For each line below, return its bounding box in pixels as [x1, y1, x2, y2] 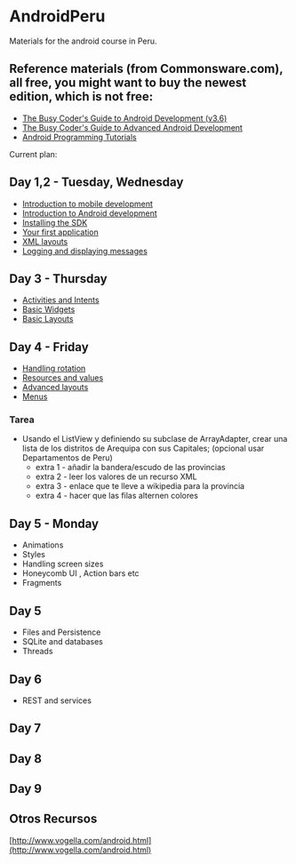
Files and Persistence [21, 627, 101, 637]
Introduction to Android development [21, 207, 157, 219]
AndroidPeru [9, 6, 106, 27]
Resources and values [21, 372, 104, 383]
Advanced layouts [21, 382, 89, 393]
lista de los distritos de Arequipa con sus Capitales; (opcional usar [21, 443, 265, 454]
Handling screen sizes [21, 558, 104, 570]
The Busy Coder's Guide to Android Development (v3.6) [21, 113, 228, 124]
